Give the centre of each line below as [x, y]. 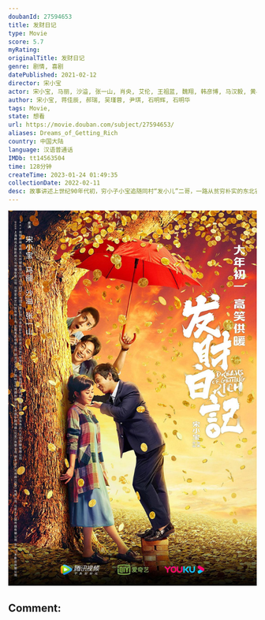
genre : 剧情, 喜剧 [36, 67]
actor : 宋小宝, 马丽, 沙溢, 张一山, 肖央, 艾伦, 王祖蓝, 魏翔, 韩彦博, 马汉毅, [127, 92]
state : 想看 [26, 117]
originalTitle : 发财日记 [47, 58]
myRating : [24, 50]
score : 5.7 [26, 42]
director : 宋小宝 [35, 83]
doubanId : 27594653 [40, 17]
